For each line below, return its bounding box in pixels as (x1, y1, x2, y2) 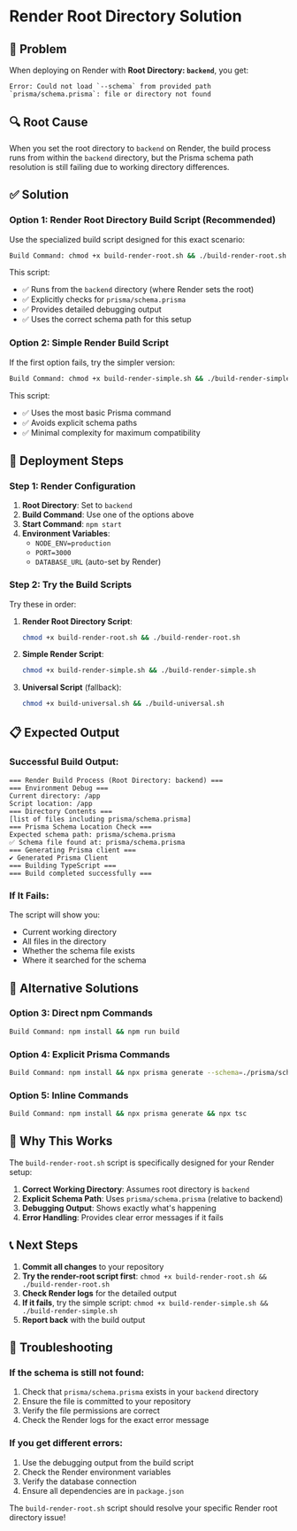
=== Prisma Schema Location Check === (9, 822, 152, 831)
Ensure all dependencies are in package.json (21, 1485, 184, 1496)
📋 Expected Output (9, 724, 120, 740)
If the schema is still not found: (9, 1366, 145, 1379)
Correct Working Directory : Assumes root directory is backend (21, 1184, 250, 1195)
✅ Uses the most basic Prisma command (21, 407, 171, 418)
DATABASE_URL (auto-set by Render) (34, 556, 162, 568)
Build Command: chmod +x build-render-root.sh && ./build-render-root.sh (9, 251, 287, 260)
